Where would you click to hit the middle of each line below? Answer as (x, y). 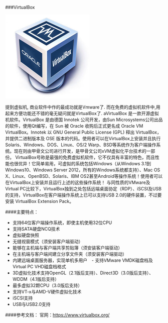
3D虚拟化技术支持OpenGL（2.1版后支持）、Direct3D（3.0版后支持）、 (83, 273)
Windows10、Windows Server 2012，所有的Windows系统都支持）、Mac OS (83, 170)
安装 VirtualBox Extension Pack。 (40, 201)
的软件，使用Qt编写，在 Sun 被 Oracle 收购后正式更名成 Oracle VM (74, 126)
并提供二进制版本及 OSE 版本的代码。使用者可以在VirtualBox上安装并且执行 (83, 138)
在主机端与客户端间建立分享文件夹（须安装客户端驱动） (69, 254)
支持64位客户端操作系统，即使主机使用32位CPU (62, 223)
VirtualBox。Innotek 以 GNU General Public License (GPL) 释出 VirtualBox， (83, 132)
